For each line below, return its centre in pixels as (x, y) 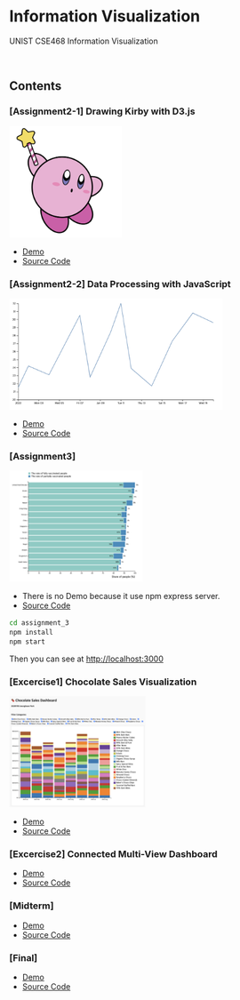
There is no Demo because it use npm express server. (121, 596)
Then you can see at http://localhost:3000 (87, 659)
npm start (28, 642)
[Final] (24, 957)
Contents (36, 86)
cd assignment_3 (39, 623)
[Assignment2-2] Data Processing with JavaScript (120, 284)
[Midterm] (32, 906)
